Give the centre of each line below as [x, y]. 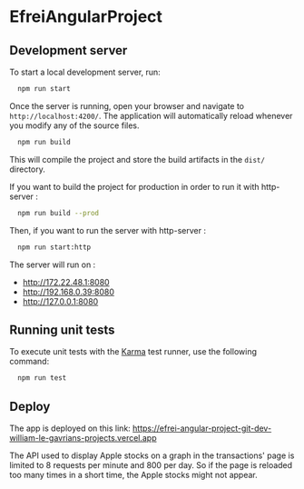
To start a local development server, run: [85, 72]
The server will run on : [53, 264]
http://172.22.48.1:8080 [66, 282]
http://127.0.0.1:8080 [60, 301]
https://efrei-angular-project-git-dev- [202, 428]
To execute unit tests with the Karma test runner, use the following [133, 352]
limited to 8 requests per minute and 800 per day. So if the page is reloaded [151, 465]
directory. [27, 169]
